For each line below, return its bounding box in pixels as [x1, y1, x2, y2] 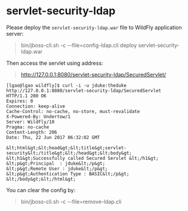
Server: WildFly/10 [6, 119, 55, 125]
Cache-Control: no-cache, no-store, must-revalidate [6, 108, 140, 114]
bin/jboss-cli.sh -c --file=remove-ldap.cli [20, 198, 122, 205]
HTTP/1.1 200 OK [6, 93, 47, 99]
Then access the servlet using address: [6, 59, 103, 67]
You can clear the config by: [6, 186, 76, 194]
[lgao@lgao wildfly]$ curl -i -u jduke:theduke [6, 82, 127, 89]
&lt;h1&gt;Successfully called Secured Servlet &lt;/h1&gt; [6, 155, 159, 161]
